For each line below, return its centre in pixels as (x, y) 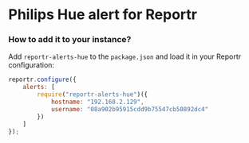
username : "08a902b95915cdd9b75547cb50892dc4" (130, 109)
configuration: (31, 65)
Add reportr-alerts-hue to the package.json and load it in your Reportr (125, 56)
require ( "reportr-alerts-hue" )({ (93, 95)
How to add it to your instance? (70, 40)
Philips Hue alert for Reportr (103, 15)
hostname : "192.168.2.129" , (98, 102)
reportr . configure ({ (43, 80)
